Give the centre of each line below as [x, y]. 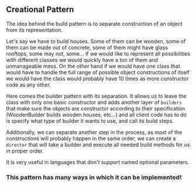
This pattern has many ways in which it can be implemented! [94, 177]
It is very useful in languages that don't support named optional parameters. [98, 162]
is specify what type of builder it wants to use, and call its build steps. [90, 121]
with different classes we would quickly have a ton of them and [82, 60]
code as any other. [28, 85]
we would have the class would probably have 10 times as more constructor [97, 78]
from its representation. [34, 30]
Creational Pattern [40, 10]
